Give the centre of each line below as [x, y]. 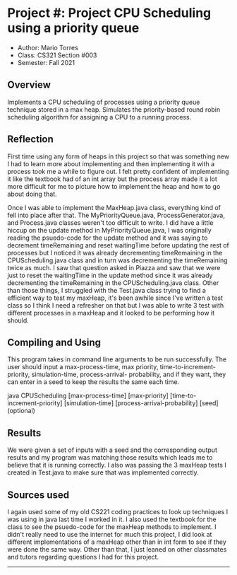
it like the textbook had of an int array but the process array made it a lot [112, 179]
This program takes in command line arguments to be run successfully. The [117, 359]
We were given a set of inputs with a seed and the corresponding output [112, 450]
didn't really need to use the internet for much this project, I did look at [110, 534]
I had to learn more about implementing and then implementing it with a [111, 163]
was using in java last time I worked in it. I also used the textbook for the [112, 519]
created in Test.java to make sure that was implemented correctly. [103, 472]
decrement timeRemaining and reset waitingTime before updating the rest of [118, 245]
